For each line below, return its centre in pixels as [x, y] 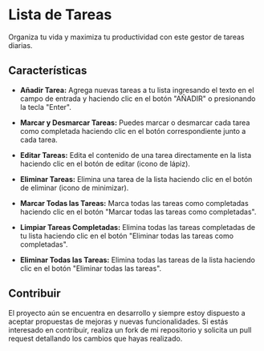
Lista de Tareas [60, 15]
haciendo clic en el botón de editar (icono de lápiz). [105, 163]
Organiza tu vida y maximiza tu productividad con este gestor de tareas [126, 37]
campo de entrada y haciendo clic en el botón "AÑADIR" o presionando [138, 99]
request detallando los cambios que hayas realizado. [95, 338]
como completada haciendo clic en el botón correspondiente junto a [133, 131]
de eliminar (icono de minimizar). [74, 188]
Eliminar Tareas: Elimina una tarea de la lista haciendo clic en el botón [136, 179]
